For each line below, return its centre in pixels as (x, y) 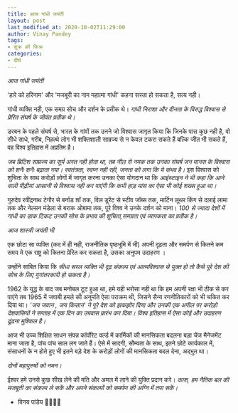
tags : (15, 41)
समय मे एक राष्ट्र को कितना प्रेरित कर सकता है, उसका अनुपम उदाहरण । (87, 252)
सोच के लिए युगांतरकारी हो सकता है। (49, 274)
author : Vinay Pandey (39, 34)
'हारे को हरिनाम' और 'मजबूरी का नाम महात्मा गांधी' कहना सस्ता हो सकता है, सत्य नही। (104, 95)
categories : (25, 54)
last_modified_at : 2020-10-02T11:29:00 (66, 27)
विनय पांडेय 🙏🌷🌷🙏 (39, 402)
